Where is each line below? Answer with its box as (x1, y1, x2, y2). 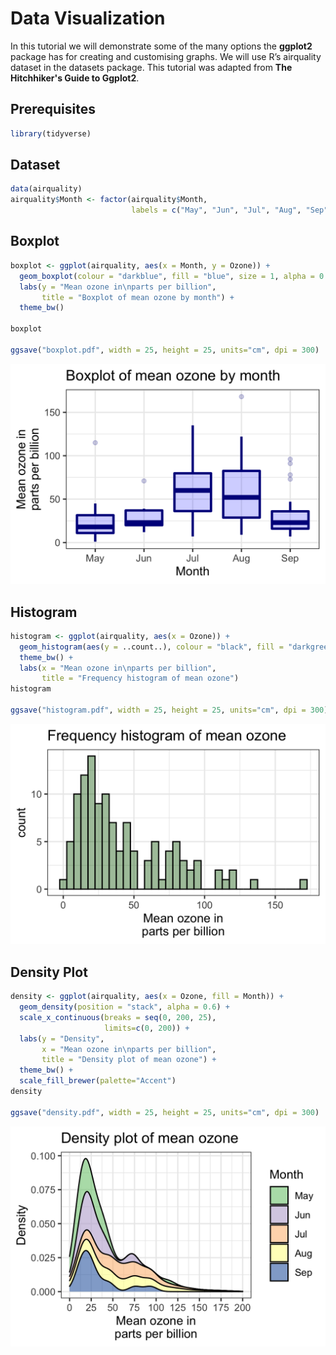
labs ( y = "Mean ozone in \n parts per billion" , (19, 282, 217, 292)
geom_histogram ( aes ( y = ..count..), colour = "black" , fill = (19, 642, 284, 652)
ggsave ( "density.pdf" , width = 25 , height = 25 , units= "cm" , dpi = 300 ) (10, 1107, 320, 1117)
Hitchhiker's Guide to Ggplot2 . (10, 72, 140, 84)
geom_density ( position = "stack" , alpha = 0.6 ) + (19, 1002, 230, 1012)
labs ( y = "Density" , (19, 1033, 105, 1044)
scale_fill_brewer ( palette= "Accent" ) (19, 1076, 177, 1086)
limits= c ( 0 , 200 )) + (104, 1023, 190, 1033)
